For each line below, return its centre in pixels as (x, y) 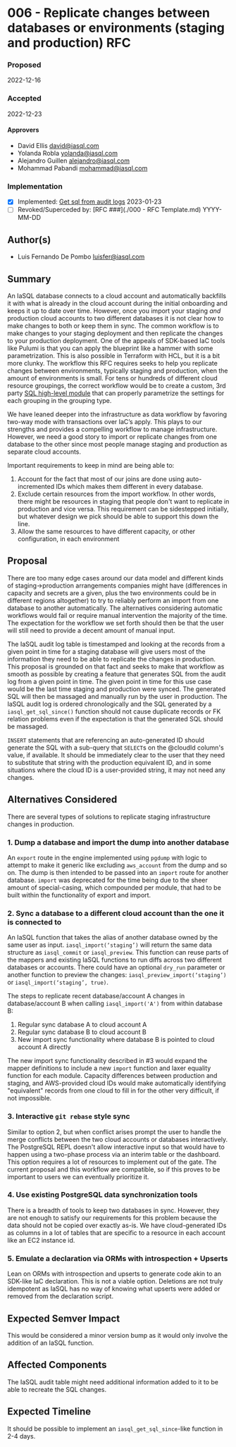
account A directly (44, 1047)
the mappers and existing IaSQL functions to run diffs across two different (114, 960)
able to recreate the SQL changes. (57, 1389)
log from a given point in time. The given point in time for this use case (110, 681)
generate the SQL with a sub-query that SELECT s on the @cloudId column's (116, 747)
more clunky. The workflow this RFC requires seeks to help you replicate (113, 364)
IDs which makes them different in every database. (130, 487)
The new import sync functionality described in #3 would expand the (107, 1061)
